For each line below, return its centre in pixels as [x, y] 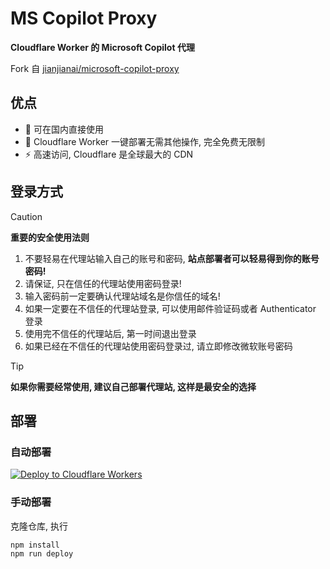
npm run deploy [42, 554]
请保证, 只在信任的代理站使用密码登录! [103, 283]
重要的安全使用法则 [50, 237]
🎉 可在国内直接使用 [64, 129]
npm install [35, 545]
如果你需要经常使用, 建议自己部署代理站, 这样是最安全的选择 [133, 386]
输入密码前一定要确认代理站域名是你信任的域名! [122, 296]
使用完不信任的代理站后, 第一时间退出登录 [110, 333]
